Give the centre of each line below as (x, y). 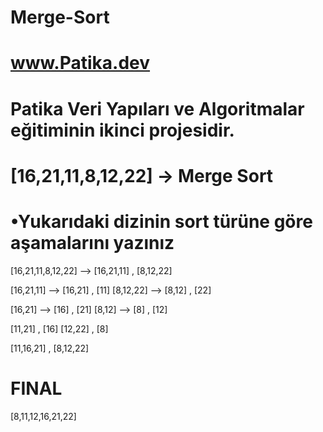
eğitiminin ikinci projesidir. (122, 130)
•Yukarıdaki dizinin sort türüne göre (161, 221)
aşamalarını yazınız (92, 242)
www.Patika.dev (80, 63)
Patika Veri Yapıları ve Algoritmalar (157, 108)
